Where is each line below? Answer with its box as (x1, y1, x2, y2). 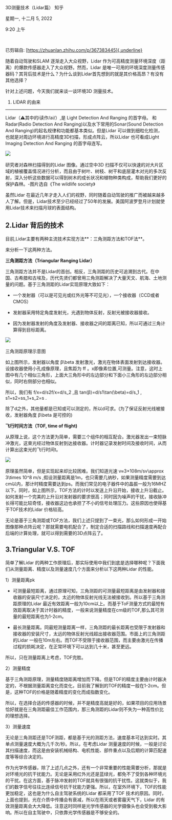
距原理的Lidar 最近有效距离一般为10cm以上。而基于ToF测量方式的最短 (12, 600, 161, 606)
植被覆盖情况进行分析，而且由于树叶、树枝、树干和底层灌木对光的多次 (14, 168, 162, 174)
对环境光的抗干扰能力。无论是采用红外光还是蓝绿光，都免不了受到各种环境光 (5, 771, 167, 777)
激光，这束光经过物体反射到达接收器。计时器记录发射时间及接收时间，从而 (9, 440, 167, 446)
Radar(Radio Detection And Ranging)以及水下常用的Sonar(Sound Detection (5, 121, 164, 127)
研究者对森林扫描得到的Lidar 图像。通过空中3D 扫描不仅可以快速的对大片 (5, 162, 159, 168)
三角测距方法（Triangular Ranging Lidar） (5, 257, 95, 263)
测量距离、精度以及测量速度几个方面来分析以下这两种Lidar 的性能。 (14, 566, 156, 572)
